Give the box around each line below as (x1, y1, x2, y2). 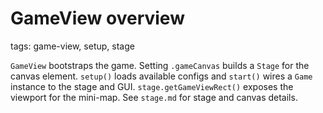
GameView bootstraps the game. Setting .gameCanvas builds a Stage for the (10, 59, 310, 71)
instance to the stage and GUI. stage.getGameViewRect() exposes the (10, 80, 294, 92)
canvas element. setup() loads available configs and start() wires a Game (10, 70, 313, 82)
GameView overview (10, 7, 185, 30)
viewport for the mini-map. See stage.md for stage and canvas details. (10, 91, 298, 103)
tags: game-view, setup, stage (10, 40, 135, 52)
